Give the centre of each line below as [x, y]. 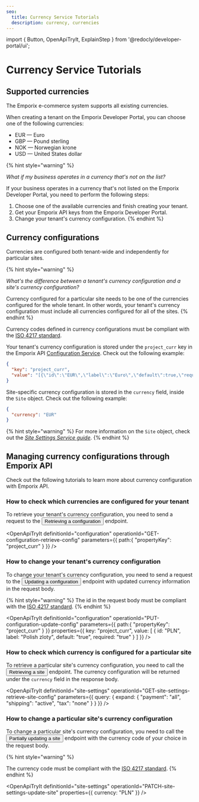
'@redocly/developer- [155, 40]
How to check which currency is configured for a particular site [99, 652]
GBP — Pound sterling [42, 141]
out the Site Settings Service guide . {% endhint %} [68, 438]
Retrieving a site [27, 672]
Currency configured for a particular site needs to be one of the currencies [97, 299]
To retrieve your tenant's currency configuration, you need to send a [89, 515]
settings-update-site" [32, 793]
